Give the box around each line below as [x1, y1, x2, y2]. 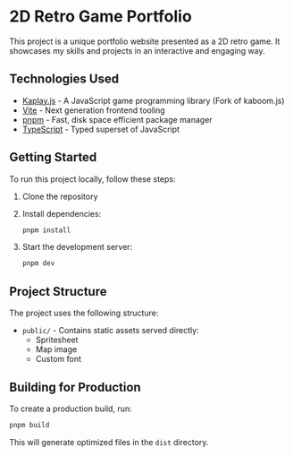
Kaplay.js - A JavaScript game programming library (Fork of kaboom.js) [21, 95, 285, 106]
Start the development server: [21, 242, 133, 253]
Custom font [35, 354, 82, 365]
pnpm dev [21, 259, 55, 268]
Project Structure [9, 284, 107, 299]
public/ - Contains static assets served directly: [21, 325, 199, 336]
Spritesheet [35, 334, 79, 346]
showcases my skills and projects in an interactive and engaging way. [9, 45, 265, 56]
